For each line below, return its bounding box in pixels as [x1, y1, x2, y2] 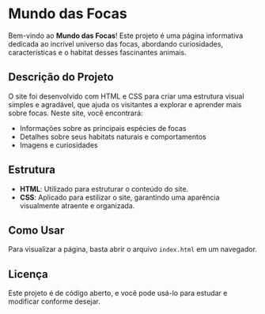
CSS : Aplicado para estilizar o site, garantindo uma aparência [19, 193, 220, 202]
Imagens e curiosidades [19, 140, 98, 150]
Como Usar [8, 223, 65, 237]
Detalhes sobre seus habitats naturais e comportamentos [19, 132, 207, 141]
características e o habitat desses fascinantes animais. [8, 47, 187, 57]
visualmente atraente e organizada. [19, 200, 135, 210]
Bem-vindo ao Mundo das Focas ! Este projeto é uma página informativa [8, 31, 244, 40]
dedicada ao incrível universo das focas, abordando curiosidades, [8, 39, 224, 48]
